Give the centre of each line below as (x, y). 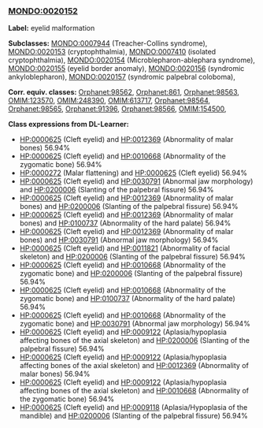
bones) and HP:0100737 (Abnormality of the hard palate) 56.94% (125, 223)
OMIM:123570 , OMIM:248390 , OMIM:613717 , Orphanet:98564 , (109, 101)
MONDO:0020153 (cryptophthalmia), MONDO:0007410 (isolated (112, 52)
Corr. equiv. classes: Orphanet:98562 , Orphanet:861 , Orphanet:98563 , (124, 92)
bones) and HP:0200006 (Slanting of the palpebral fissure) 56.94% (129, 207)
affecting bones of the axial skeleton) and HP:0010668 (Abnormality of (134, 391)
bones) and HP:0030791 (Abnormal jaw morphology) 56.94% (119, 240)
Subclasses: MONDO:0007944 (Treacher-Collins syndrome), (108, 43)
